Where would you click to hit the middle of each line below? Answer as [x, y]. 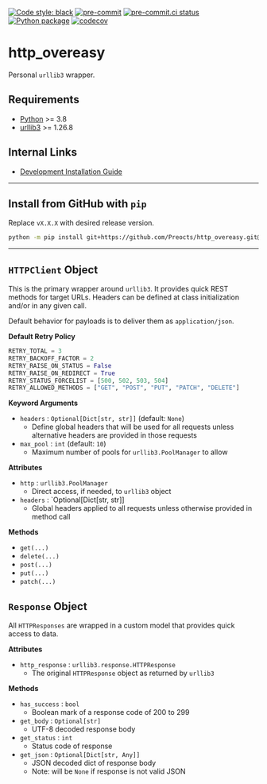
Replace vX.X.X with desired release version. [81, 223]
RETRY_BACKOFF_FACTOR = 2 [51, 358]
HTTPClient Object [53, 270]
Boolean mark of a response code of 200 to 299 [110, 713]
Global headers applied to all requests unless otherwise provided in [142, 508]
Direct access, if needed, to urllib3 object [101, 492]
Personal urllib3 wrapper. [52, 75]
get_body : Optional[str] [60, 721]
